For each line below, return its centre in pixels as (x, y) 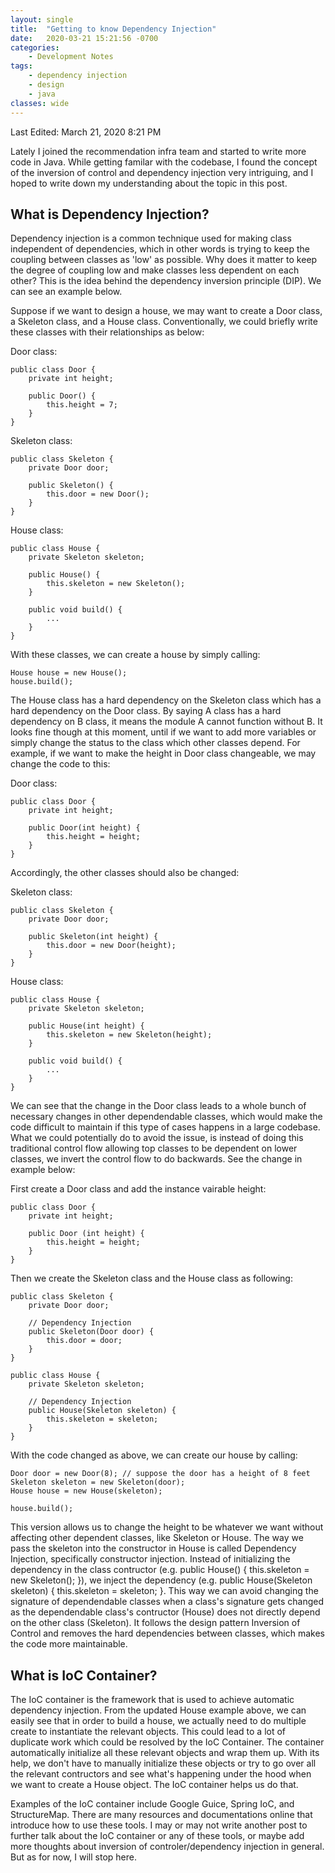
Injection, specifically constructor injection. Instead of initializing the (150, 1559)
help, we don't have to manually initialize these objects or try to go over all (163, 1763)
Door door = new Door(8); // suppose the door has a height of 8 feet (160, 1474)
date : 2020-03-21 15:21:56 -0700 (84, 38)
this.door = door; (84, 1341)
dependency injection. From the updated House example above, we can (158, 1710)
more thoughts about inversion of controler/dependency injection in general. (167, 1847)
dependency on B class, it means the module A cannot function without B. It (166, 722)
